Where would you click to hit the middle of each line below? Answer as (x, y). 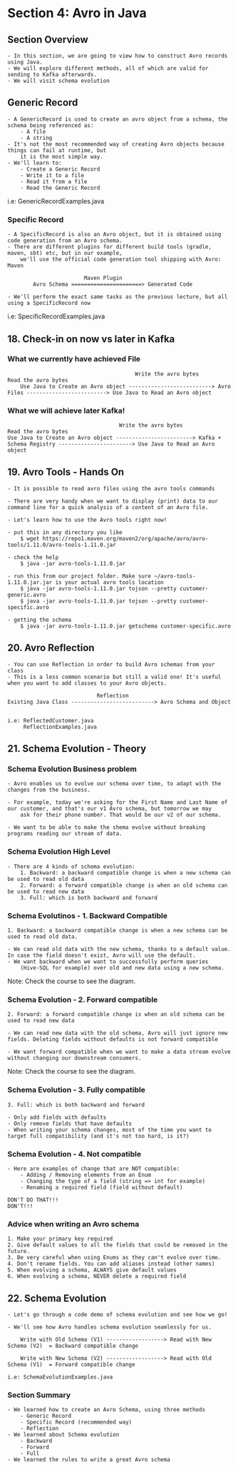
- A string (36, 138)
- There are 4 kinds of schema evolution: (71, 866)
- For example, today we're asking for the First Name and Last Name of (118, 802)
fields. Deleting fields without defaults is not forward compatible (113, 1039)
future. (19, 1252)
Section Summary (39, 1395)
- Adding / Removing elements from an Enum (86, 1175)
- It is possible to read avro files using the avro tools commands (111, 488)
